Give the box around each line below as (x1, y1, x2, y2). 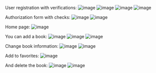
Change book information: (5, 43, 58, 49)
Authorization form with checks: (5, 14, 71, 20)
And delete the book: (5, 63, 48, 68)
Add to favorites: (5, 53, 39, 59)
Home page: (5, 24, 31, 30)
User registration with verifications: (5, 5, 77, 10)
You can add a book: (5, 34, 48, 39)
